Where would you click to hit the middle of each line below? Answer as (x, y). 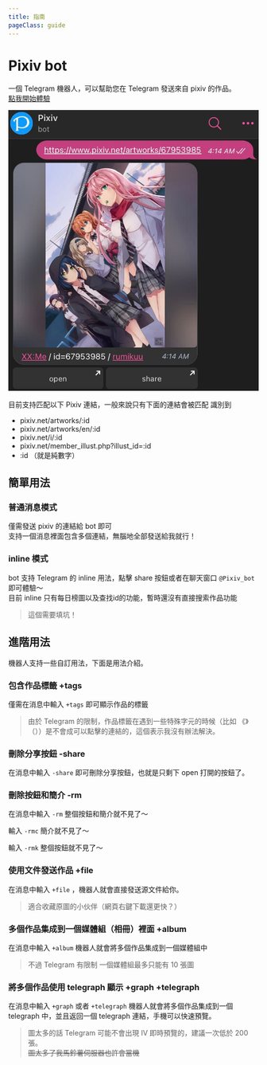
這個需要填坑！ (52, 614)
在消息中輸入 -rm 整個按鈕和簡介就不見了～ (78, 814)
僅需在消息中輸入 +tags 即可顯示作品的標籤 (78, 704)
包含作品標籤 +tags (45, 685)
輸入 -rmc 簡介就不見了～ (49, 831)
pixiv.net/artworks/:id (54, 420)
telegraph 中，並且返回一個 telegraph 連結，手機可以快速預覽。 (112, 1016)
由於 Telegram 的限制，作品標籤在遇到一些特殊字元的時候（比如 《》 (138, 721)
